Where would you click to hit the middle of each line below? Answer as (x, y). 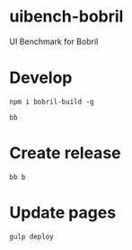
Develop (41, 78)
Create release (65, 153)
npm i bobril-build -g (52, 102)
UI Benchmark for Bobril (54, 41)
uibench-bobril (66, 17)
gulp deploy (31, 237)
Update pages (63, 212)
